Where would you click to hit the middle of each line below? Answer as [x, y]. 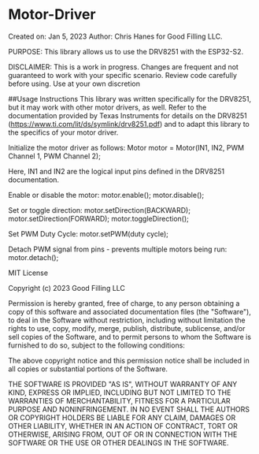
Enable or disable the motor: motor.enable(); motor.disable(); [106, 195]
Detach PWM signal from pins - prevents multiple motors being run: [118, 249]
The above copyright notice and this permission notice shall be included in [129, 360]
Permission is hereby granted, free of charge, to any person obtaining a [124, 303]
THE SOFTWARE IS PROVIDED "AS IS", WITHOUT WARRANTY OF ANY [123, 384]
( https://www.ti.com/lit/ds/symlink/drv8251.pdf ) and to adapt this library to [129, 124]
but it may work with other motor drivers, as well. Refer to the [107, 107]
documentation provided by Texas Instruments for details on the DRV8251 [128, 115]
